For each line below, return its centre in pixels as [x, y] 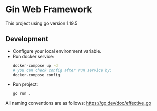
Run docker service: [33, 56]
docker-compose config [36, 75]
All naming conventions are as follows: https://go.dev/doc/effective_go [78, 103]
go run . [22, 94]
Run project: [25, 84]
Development [27, 39]
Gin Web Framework [49, 9]
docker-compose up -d [35, 66]
